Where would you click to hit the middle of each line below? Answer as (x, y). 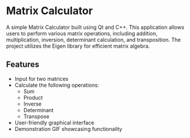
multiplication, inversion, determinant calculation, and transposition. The (94, 40)
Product (33, 97)
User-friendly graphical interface (54, 123)
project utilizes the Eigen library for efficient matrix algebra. (78, 46)
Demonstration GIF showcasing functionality (68, 129)
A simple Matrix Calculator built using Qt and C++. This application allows (95, 27)
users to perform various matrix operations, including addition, (82, 33)
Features (23, 65)
